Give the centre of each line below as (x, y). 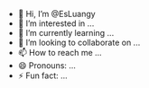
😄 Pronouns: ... (47, 66)
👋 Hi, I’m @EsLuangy (57, 14)
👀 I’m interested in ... (56, 23)
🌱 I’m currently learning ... (66, 33)
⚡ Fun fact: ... (42, 75)
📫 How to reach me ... (60, 53)
